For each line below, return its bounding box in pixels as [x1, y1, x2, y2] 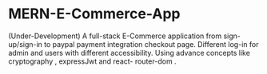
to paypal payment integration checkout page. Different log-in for [43, 39, 259, 49]
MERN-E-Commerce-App [8, 5, 181, 23]
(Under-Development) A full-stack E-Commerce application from [8, 31, 222, 41]
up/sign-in [8, 39, 42, 49]
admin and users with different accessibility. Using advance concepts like [8, 48, 250, 57]
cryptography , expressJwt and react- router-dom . [8, 56, 177, 66]
